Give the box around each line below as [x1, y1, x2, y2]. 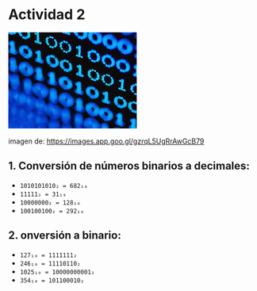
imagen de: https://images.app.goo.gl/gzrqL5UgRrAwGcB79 [8, 136, 205, 146]
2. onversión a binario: [8, 228, 121, 243]
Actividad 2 [8, 6, 86, 24]
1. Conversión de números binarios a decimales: [8, 159, 250, 173]
